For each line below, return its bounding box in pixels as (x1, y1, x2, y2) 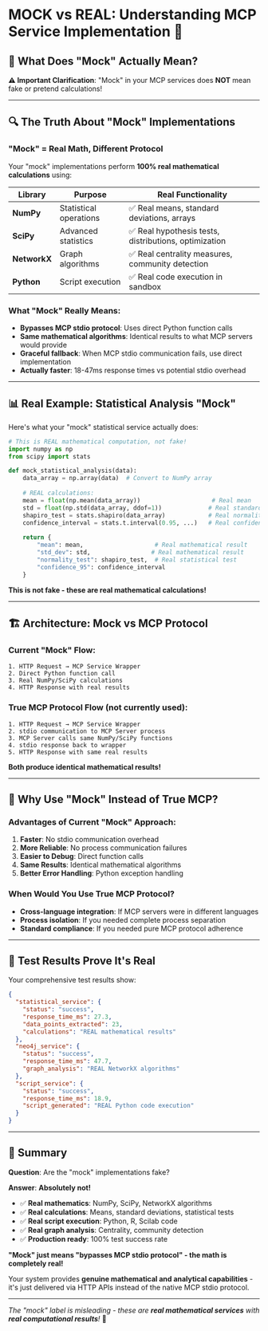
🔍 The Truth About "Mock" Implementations (8, 116, 236, 129)
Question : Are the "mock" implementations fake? (8, 1167, 170, 1177)
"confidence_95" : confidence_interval (37, 563, 166, 571)
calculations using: (8, 170, 73, 179)
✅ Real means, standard (128, 202, 219, 213)
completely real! (8, 1258, 64, 1268)
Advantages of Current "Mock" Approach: (8, 816, 177, 827)
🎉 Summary (8, 1146, 68, 1160)
